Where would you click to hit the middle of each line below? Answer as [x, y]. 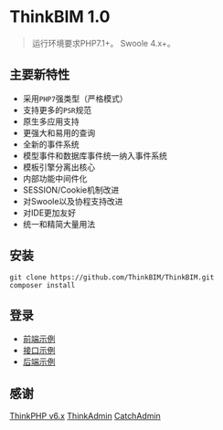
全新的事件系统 [51, 144]
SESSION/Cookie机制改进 [71, 190]
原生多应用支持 [51, 121]
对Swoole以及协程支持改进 [73, 201]
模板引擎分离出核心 [59, 167]
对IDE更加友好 [49, 213]
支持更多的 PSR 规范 [57, 110]
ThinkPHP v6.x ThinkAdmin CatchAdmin [85, 416]
